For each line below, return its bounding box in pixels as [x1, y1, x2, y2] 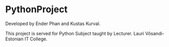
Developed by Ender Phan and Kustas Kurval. [5, 20, 101, 27]
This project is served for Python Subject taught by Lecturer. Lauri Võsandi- [5, 30, 164, 36]
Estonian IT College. [5, 36, 47, 42]
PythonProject [5, 4, 68, 15]
